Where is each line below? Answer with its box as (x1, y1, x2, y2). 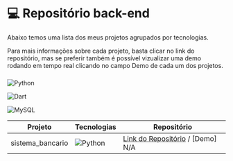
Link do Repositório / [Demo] (123, 133, 217, 143)
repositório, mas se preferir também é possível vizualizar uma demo (7, 53, 202, 62)
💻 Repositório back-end (7, 6, 150, 22)
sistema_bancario (10, 138, 69, 148)
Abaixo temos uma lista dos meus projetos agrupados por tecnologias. (7, 33, 209, 42)
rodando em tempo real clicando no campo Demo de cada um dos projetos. (7, 61, 223, 69)
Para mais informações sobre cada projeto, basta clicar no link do (7, 46, 195, 55)
